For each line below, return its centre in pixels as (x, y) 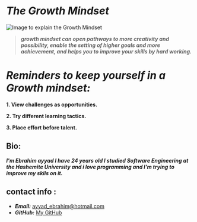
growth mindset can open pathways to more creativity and (95, 39)
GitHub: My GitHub (38, 213)
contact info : (31, 192)
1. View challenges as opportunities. (52, 104)
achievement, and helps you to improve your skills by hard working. (106, 51)
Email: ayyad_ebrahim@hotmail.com (60, 206)
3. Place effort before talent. (42, 127)
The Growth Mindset (58, 11)
